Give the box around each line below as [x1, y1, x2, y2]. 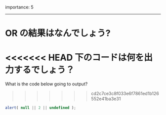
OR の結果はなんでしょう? [5, 28, 111, 39]
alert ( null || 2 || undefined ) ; [5, 106, 77, 111]
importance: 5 [5, 4, 34, 10]
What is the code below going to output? [5, 81, 88, 87]
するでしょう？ [14, 64, 75, 76]
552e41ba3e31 [91, 96, 121, 102]
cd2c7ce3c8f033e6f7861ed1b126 [91, 91, 159, 97]
